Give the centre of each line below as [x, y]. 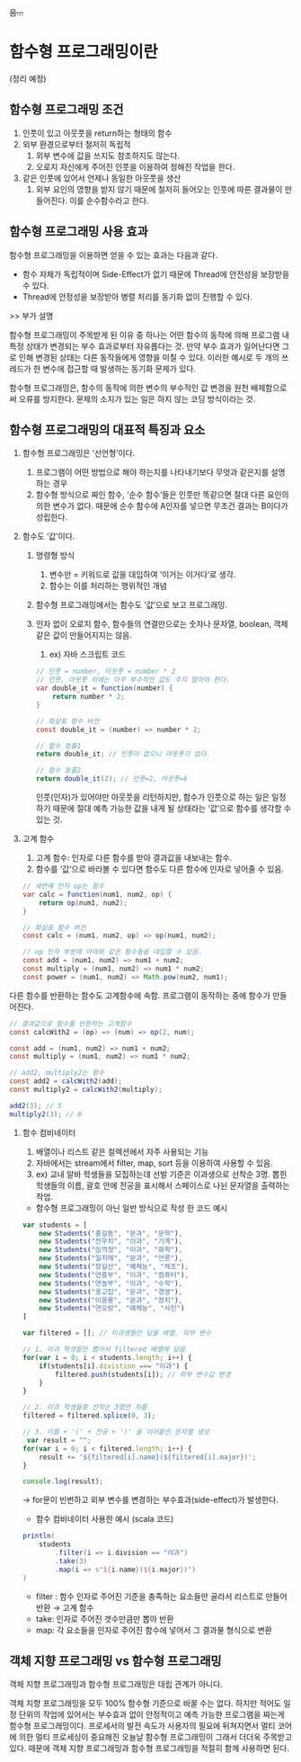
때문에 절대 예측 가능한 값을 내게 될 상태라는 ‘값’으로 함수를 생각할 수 [172, 808]
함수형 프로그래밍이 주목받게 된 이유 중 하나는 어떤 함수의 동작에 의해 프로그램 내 [150, 335]
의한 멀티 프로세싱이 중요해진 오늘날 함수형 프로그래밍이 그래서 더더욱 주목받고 [155, 1737]
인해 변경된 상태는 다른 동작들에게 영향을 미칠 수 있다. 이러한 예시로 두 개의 [149, 357]
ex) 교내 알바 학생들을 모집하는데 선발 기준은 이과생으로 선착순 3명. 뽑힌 [161, 1174]
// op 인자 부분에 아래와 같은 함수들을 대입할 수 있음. [112, 952]
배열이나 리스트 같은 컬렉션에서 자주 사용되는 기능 [122, 1151]
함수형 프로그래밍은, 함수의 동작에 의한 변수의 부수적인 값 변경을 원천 [129, 388]
